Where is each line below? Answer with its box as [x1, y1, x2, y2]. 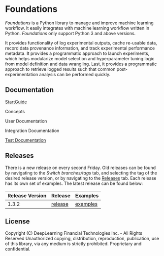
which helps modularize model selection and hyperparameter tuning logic [5, 55, 155, 61]
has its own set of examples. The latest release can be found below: [5, 180, 143, 186]
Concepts [5, 108, 25, 114]
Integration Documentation [5, 128, 60, 133]
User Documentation [5, 118, 47, 124]
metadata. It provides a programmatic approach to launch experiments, [5, 50, 150, 56]
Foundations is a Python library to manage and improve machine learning [5, 20, 154, 26]
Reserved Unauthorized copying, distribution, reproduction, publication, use [5, 236, 159, 242]
